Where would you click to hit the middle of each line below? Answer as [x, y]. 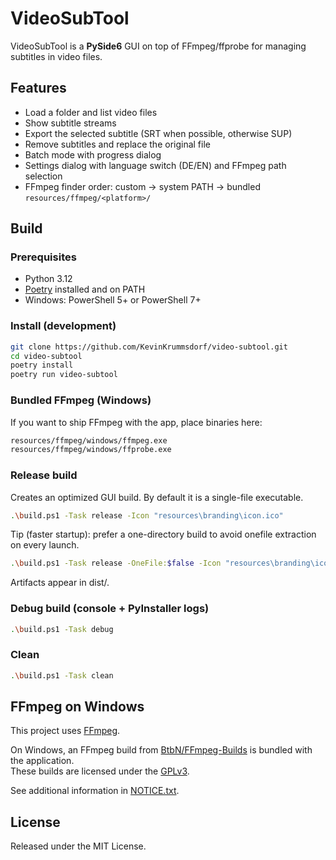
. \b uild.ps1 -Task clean [62, 675]
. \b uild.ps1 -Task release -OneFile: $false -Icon [116, 563]
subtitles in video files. [56, 56]
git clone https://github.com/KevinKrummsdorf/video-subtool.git [149, 347]
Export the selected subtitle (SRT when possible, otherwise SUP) [158, 133]
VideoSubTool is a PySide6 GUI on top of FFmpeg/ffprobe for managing [158, 46]
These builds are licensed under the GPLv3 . [100, 771]
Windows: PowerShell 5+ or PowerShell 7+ [113, 300]
